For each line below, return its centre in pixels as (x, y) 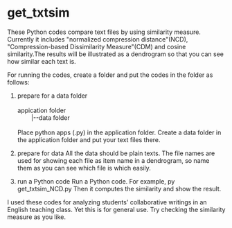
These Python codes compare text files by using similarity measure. (104, 32)
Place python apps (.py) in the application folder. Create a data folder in (119, 132)
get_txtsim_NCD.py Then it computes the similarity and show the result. (119, 188)
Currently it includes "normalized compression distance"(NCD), (98, 39)
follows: (18, 82)
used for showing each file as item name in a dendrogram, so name (113, 160)
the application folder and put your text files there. (89, 139)
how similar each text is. (42, 61)
